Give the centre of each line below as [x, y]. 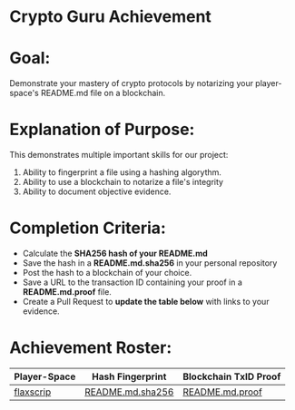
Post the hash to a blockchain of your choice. [107, 273]
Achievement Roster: [91, 348]
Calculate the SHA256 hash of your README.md [115, 253]
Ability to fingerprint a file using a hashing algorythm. [122, 172]
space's [24, 93]
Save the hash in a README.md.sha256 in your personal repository [150, 263]
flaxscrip [33, 392]
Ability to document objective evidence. [97, 191]
